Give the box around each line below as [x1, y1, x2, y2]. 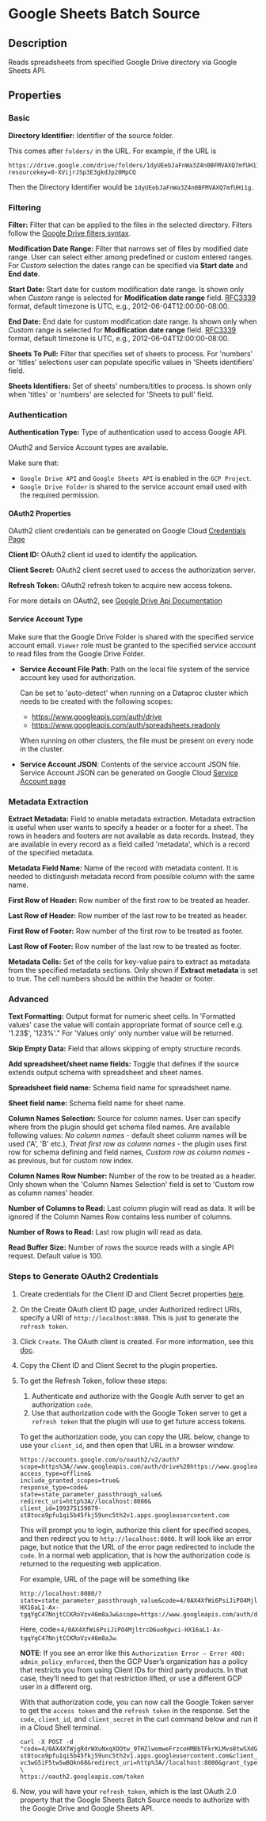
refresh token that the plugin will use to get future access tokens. [31, 1416, 247, 1426]
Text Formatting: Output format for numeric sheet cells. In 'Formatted [8, 1012, 236, 1021]
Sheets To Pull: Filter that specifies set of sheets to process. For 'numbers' [8, 348, 253, 358]
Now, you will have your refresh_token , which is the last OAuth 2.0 [19, 1786, 237, 1796]
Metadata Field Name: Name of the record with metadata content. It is [8, 862, 239, 873]
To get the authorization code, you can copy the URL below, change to [19, 1431, 250, 1441]
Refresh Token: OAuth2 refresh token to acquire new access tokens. [8, 581, 233, 590]
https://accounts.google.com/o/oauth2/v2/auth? [19, 1455, 180, 1464]
